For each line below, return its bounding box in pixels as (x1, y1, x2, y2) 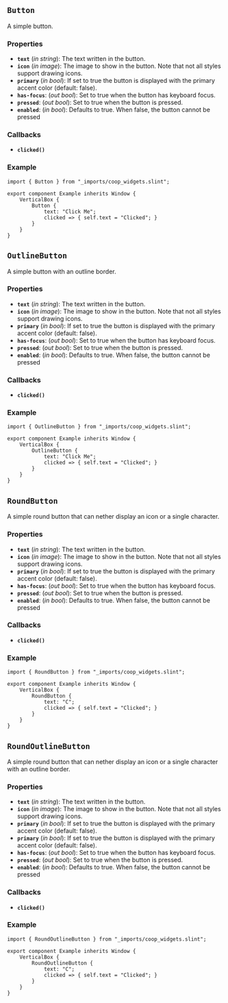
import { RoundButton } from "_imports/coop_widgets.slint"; (7, 669, 186, 676)
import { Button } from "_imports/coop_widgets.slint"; (7, 178, 170, 185)
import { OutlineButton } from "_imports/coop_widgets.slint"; (7, 423, 192, 430)
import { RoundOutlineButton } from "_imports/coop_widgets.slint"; (7, 935, 207, 943)
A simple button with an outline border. (7, 267, 116, 275)
